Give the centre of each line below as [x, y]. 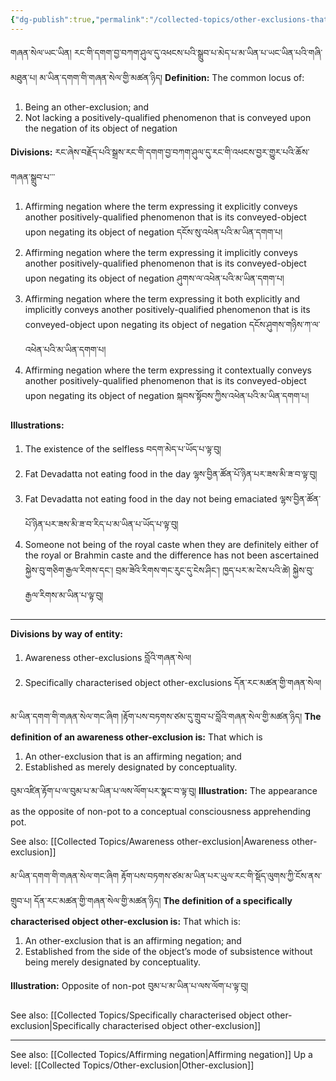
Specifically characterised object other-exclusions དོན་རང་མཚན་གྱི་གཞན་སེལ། [173, 682]
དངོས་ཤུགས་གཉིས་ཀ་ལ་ [284, 324]
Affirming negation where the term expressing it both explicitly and [162, 298]
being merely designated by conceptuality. [113, 962]
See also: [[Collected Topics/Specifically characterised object [137, 1015]
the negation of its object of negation [101, 128]
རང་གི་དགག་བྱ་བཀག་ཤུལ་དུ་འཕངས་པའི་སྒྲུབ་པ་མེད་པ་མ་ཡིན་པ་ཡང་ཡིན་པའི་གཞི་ [198, 52]
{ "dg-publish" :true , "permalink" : [80, 19]
